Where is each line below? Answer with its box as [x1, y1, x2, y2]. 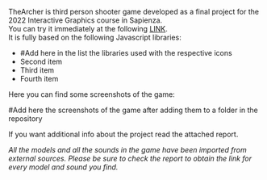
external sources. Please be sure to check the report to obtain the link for [8, 153, 252, 163]
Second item [19, 57, 63, 66]
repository [8, 114, 43, 123]
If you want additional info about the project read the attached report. [8, 129, 239, 139]
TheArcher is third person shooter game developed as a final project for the [8, 7, 260, 16]
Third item [19, 65, 55, 75]
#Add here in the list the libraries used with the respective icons [19, 48, 232, 57]
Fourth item [19, 74, 59, 83]
